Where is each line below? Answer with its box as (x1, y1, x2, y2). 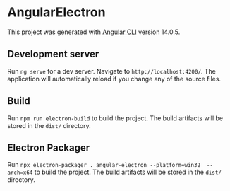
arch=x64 (7, 169, 33, 177)
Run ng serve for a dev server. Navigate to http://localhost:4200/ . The (7, 66, 217, 75)
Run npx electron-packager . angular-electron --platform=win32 (7, 161, 201, 169)
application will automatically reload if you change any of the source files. (7, 74, 221, 83)
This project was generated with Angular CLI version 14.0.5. (7, 28, 181, 36)
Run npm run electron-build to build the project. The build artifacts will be (7, 114, 224, 122)
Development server (7, 48, 99, 60)
